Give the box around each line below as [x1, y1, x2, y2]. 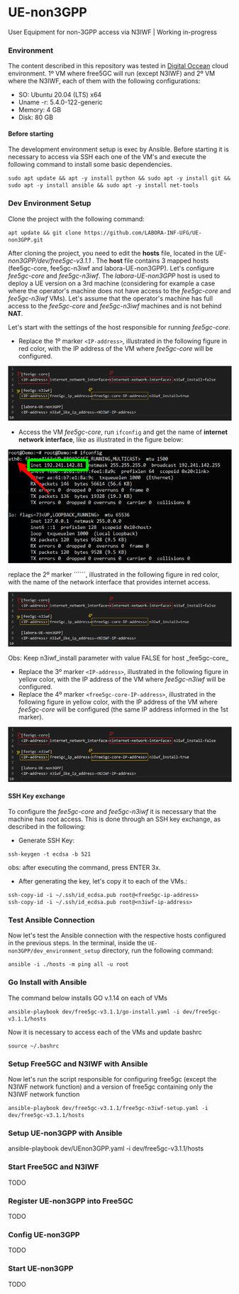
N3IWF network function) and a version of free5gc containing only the [8, 1082, 213, 1091]
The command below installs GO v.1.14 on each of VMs [8, 994, 167, 1002]
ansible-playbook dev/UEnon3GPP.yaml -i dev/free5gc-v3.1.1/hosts [8, 1144, 204, 1153]
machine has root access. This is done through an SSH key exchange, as [8, 815, 221, 824]
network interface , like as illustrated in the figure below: [18, 435, 184, 444]
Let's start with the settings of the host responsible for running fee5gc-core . [8, 322, 231, 331]
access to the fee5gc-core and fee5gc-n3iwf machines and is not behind [8, 301, 222, 310]
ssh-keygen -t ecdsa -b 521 [8, 851, 91, 858]
